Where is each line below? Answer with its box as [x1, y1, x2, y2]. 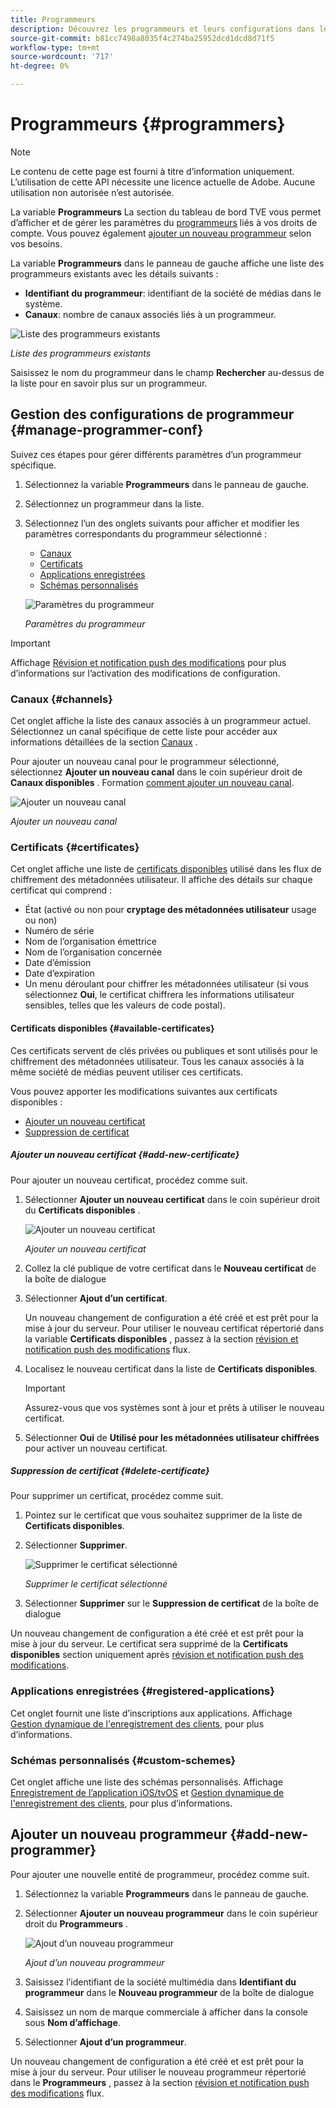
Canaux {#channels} [10, 692, 113, 706]
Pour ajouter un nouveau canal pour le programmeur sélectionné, [10, 756, 280, 768]
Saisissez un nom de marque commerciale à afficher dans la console [24, 2006, 308, 2018]
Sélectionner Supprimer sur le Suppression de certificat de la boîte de [24, 1597, 319, 1610]
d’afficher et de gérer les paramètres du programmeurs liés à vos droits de [10, 216, 318, 228]
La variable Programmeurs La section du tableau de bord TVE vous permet [10, 206, 322, 218]
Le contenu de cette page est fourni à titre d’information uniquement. [10, 165, 295, 177]
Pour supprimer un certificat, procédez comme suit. [10, 1490, 224, 1502]
